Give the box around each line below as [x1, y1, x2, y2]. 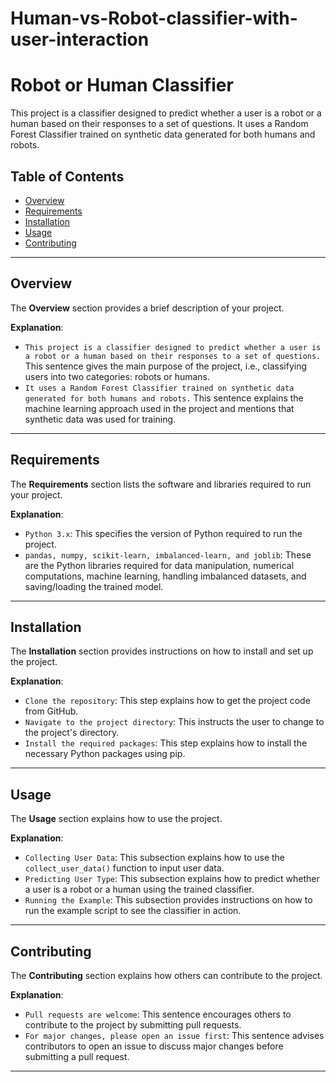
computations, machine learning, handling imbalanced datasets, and [24, 570, 307, 582]
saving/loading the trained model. [24, 580, 164, 592]
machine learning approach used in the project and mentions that [24, 402, 295, 414]
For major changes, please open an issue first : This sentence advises [24, 1030, 325, 1041]
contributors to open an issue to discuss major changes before [24, 1040, 284, 1052]
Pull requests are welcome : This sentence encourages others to [24, 1008, 292, 1020]
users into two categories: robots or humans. [24, 370, 211, 382]
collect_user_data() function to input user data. [24, 862, 225, 874]
